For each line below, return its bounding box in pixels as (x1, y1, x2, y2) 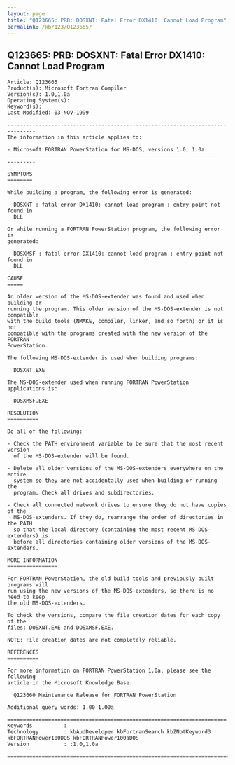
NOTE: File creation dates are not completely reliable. (7, 637, 177, 644)
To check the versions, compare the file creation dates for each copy (7, 612, 220, 619)
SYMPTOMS (7, 171, 33, 178)
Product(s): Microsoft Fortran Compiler (7, 85, 127, 92)
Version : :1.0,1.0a (7, 740, 99, 748)
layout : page (7, 10, 45, 18)
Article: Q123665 (7, 78, 58, 86)
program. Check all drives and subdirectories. (13, 490, 155, 497)
